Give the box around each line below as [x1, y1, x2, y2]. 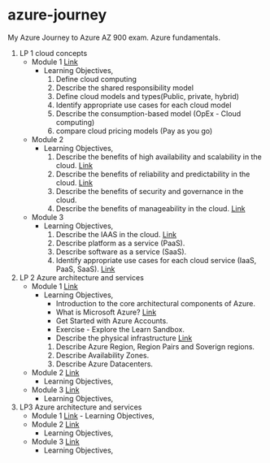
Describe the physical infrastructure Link [55, 333, 193, 343]
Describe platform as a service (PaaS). [55, 238, 185, 248]
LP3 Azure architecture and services [19, 402, 142, 412]
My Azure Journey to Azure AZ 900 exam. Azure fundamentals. [7, 32, 221, 42]
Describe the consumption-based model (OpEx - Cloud [55, 108, 242, 119]
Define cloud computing [55, 74, 137, 84]
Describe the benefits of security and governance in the [55, 186, 244, 196]
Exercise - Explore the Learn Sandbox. [55, 324, 185, 334]
